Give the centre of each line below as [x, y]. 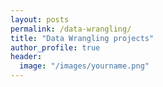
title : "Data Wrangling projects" [82, 38]
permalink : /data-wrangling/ [71, 29]
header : [26, 57]
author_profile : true [55, 47]
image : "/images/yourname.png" [84, 66]
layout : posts [40, 19]
